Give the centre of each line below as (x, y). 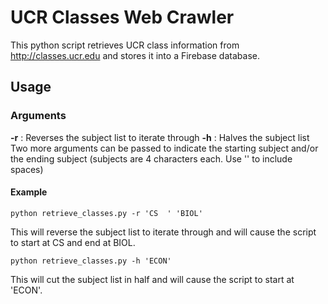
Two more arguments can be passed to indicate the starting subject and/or (164, 148)
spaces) (27, 169)
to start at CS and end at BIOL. (73, 242)
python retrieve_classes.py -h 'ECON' (91, 261)
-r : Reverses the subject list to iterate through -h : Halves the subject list (160, 137)
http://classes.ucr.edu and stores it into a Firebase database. (135, 55)
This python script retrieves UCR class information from (125, 45)
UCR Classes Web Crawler (122, 17)
